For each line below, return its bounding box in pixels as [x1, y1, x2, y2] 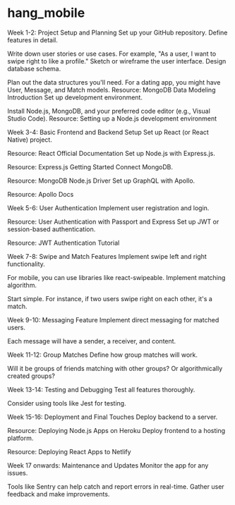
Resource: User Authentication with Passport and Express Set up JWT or [7, 217, 219, 226]
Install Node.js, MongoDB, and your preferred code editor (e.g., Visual [7, 107, 210, 115]
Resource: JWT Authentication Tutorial [7, 238, 120, 247]
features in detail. [7, 35, 58, 44]
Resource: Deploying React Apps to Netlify [7, 447, 132, 456]
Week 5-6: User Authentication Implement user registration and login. [7, 203, 210, 212]
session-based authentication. [7, 224, 96, 233]
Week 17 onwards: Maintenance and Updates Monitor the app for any [7, 461, 209, 470]
